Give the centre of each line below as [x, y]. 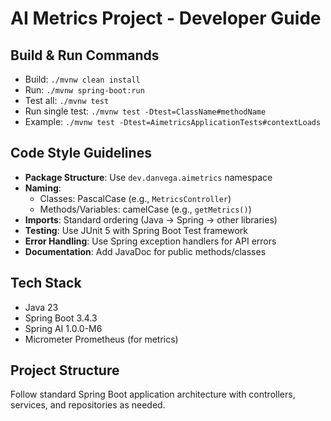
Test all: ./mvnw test [67, 100]
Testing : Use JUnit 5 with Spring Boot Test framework [136, 230]
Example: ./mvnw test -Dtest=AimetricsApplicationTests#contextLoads [173, 121]
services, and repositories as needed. [88, 405]
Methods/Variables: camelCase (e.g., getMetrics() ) [145, 209]
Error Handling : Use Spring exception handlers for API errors [150, 241]
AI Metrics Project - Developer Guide [166, 18]
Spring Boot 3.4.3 [61, 318]
